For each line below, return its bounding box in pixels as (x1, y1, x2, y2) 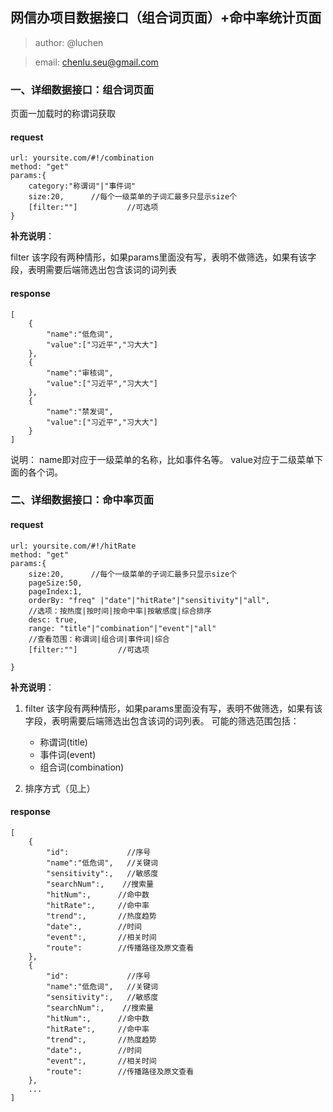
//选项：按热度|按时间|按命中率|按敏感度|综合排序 (28, 606, 212, 616)
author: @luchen (34, 36, 104, 48)
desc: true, (28, 614, 78, 625)
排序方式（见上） (24, 782, 96, 794)
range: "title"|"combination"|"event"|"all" (28, 623, 217, 633)
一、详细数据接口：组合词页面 (10, 83, 155, 97)
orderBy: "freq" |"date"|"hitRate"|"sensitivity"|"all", (28, 595, 271, 605)
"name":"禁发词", (46, 406, 114, 417)
